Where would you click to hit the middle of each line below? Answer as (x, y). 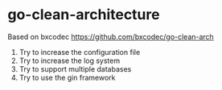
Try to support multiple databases (75, 68)
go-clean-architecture (84, 15)
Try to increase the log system (70, 61)
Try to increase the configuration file (80, 52)
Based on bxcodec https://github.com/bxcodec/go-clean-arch (111, 37)
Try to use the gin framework (67, 77)
